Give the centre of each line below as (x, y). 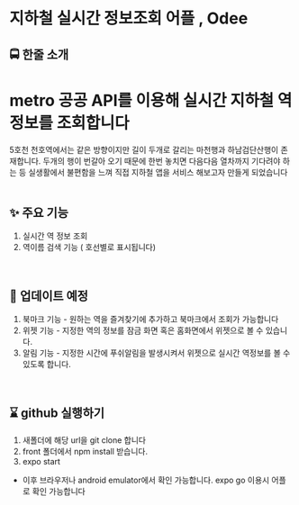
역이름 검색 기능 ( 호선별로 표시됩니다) (89, 248)
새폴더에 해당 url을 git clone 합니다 (84, 440)
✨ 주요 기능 (39, 212)
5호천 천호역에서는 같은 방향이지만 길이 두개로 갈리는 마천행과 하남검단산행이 (144, 149)
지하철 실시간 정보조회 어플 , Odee (129, 18)
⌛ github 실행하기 (57, 413)
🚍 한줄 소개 (39, 54)
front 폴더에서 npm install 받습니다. (85, 451)
